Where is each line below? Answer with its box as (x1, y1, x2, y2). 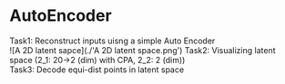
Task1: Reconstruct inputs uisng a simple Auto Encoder (9, 35, 216, 46)
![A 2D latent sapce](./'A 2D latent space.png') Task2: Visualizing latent (9, 44, 276, 55)
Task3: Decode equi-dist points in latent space (9, 64, 185, 75)
